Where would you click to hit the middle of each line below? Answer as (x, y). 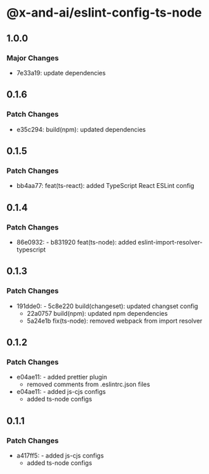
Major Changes (33, 58)
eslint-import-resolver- (170, 242)
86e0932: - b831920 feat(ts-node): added (76, 242)
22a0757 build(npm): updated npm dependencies (97, 313)
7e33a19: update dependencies (61, 73)
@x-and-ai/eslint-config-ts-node (104, 13)
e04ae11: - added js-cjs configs (61, 392)
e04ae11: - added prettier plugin (62, 377)
